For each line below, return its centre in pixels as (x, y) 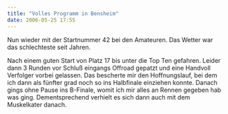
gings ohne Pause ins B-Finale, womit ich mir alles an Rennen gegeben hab (114, 90)
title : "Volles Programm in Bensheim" (63, 13)
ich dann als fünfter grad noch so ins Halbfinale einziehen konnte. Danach (112, 82)
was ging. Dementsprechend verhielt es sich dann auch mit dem (99, 97)
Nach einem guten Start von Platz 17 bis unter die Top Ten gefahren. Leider (114, 60)
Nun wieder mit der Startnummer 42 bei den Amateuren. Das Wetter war (110, 39)
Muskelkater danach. (37, 104)
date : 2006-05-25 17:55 (41, 20)
